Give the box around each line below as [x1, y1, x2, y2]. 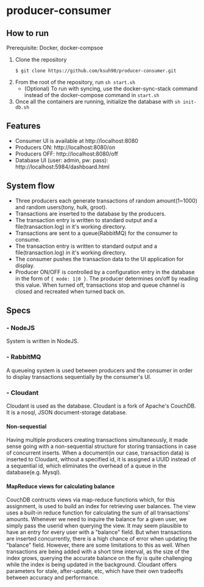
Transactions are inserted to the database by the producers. [15, 210, 166, 217]
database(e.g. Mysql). [6, 469, 62, 476]
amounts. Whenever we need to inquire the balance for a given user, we [6, 516, 187, 523]
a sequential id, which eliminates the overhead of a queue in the [6, 462, 167, 470]
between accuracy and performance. [6, 574, 100, 582]
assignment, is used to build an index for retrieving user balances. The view [6, 503, 196, 510]
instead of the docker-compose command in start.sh [24, 92, 160, 98]
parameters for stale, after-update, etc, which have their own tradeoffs [6, 567, 184, 575]
